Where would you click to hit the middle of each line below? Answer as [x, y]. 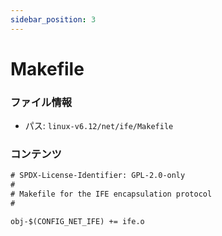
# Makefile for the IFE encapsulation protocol [111, 194]
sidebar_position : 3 [53, 19]
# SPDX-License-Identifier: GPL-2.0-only [98, 176]
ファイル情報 [41, 102]
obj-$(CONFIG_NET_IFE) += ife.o [77, 221]
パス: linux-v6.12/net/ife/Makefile [99, 126]
